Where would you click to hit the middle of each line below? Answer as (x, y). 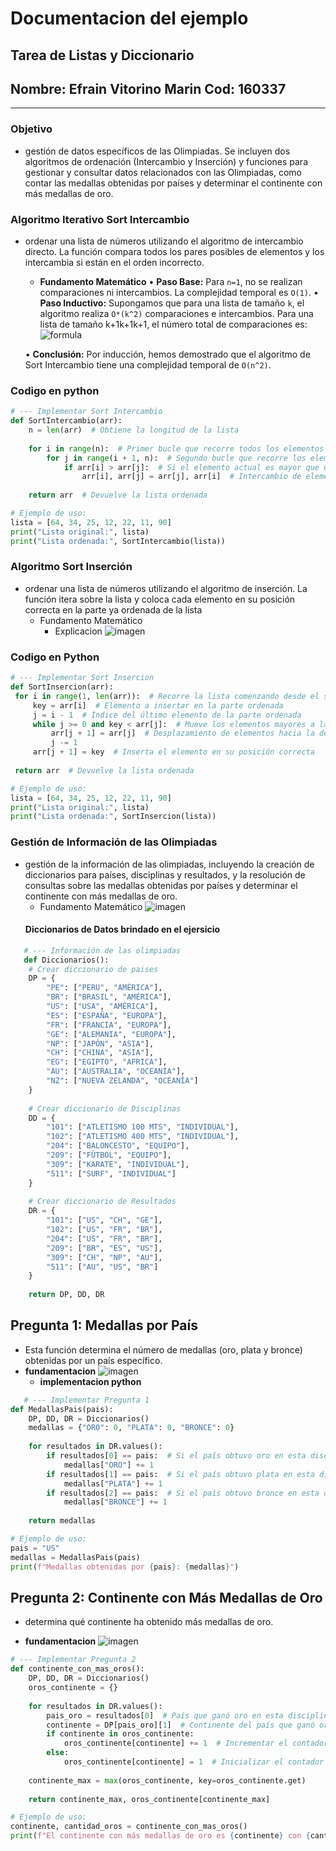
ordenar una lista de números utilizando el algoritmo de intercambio (164, 241)
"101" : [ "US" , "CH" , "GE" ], (104, 1220)
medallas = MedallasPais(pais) (75, 1557)
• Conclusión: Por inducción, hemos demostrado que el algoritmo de (167, 354)
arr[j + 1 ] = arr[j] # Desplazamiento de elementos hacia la (182, 733)
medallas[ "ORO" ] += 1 (109, 1465)
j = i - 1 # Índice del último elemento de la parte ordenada (167, 715)
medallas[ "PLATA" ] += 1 (113, 1483)
